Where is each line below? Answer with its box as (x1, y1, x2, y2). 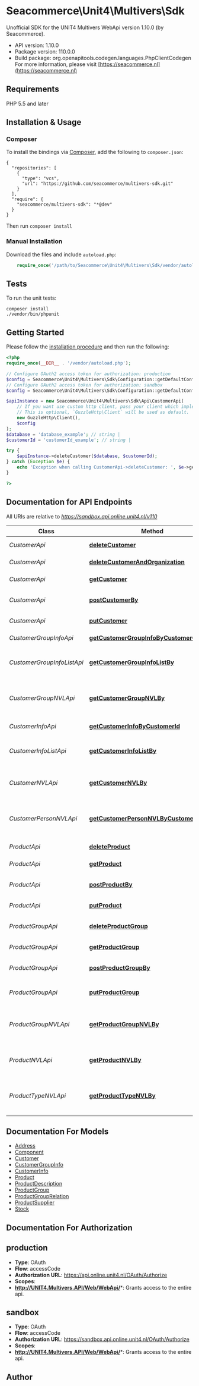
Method (141, 527, 164, 535)
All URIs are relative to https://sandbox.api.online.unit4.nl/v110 (6, 513, 158, 520)
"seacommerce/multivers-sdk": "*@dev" (17, 202, 113, 208)
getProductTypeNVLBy (89, 1091, 156, 1099)
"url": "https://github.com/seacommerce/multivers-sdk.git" (21, 181, 174, 187)
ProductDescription (14, 1180, 63, 1187)
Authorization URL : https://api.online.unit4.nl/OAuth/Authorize (14, 1271, 168, 1278)
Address (14, 1142, 36, 1149)
